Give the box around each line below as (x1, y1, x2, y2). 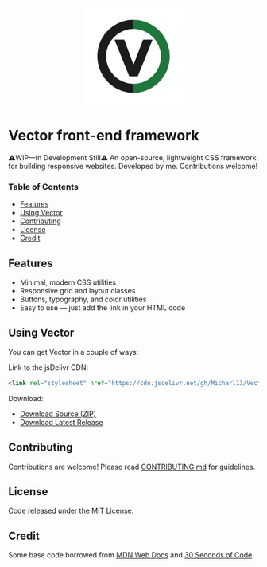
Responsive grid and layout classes (19, 286, 136, 296)
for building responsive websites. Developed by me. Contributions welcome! (8, 161, 258, 171)
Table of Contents (8, 181, 79, 192)
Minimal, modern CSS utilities (19, 278, 117, 287)
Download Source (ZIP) (19, 409, 97, 419)
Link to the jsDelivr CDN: (8, 362, 89, 372)
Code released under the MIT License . (8, 506, 134, 516)
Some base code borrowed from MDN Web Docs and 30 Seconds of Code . (8, 550, 254, 560)
